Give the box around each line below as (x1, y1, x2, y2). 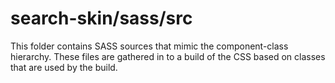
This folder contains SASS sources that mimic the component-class (10, 40, 289, 52)
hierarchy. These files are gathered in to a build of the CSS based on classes (10, 50, 326, 62)
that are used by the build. (10, 61, 118, 73)
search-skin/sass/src (10, 7, 193, 30)
